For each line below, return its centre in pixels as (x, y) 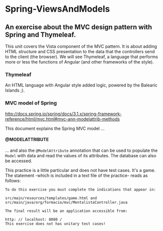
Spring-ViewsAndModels (58, 9)
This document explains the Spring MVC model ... (55, 128)
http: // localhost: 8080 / (34, 219)
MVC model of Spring (31, 103)
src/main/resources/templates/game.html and (51, 198)
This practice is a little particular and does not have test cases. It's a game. (80, 170)
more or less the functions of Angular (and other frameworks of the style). (80, 62)
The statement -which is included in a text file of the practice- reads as (76, 175)
